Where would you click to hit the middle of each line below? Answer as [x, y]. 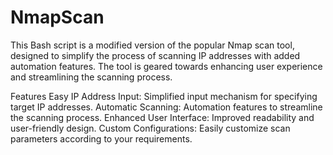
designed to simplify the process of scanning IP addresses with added [155, 55]
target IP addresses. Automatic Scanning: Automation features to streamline [166, 107]
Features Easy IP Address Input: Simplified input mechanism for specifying [164, 96]
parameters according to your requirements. [101, 138]
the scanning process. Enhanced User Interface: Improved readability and [162, 117]
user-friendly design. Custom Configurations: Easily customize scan [150, 128]
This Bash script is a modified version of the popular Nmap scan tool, [152, 45]
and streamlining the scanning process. [91, 77]
